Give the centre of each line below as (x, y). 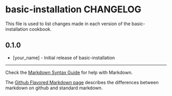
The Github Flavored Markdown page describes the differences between (82, 82)
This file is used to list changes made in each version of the (68, 24)
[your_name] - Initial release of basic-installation (64, 57)
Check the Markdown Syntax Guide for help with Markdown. (69, 72)
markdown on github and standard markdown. (54, 88)
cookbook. (40, 29)
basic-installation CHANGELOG (73, 9)
